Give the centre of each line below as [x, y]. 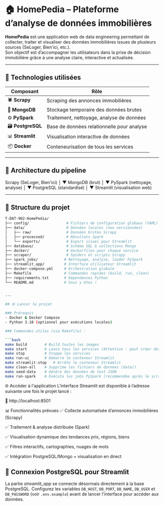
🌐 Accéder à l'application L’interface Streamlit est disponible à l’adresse [77, 386]
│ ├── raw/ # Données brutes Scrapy [61, 232]
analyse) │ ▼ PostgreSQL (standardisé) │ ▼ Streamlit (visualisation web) [79, 187]
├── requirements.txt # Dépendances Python [57, 278]
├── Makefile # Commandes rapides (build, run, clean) [77, 273]
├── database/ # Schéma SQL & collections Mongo [71, 246]
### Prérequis [20, 313]
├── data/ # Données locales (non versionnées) [74, 228]
